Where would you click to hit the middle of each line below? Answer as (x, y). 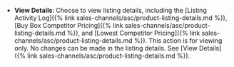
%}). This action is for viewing (178, 41)
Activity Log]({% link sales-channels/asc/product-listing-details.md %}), (121, 18)
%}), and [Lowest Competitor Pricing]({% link (133, 33)
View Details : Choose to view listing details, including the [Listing (110, 10)
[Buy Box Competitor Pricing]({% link (68, 25)
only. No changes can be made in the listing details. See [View (106, 48)
